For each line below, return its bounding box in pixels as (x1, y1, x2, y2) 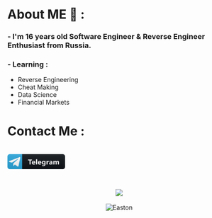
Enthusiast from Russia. (7, 40, 91, 50)
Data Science (17, 91, 57, 99)
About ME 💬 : (7, 6, 85, 23)
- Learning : (7, 59, 48, 69)
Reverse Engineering (17, 76, 79, 84)
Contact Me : (7, 123, 85, 139)
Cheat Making (17, 83, 59, 91)
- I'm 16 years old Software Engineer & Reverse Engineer (7, 32, 206, 42)
